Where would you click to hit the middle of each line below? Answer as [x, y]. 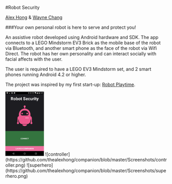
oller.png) [15, 165]
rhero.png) [17, 176]
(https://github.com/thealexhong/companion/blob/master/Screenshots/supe [86, 171]
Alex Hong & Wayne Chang [34, 17]
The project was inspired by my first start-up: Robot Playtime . [70, 85]
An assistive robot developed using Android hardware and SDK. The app [82, 37]
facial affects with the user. [34, 59]
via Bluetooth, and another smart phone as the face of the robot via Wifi [81, 48]
